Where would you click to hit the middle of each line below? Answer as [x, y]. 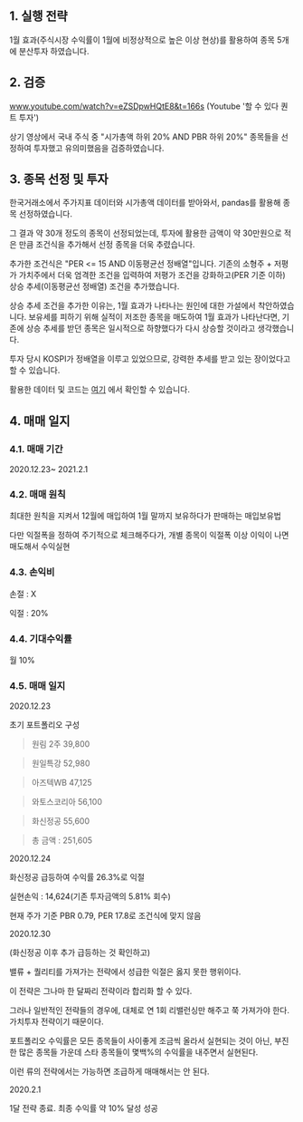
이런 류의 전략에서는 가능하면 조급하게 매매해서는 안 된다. [109, 1071]
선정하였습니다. [46, 214]
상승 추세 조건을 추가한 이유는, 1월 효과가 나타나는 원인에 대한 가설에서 [133, 305]
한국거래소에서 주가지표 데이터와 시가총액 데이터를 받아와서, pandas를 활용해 [145, 203]
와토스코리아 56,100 [66, 802]
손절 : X [23, 594]
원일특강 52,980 [61, 763]
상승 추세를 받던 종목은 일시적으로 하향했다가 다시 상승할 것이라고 [141, 328]
